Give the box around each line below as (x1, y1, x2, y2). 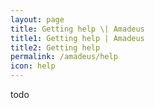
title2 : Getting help (10, 42, 101, 53)
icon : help (10, 61, 56, 71)
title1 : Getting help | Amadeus (10, 33, 145, 43)
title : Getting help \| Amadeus (10, 24, 145, 34)
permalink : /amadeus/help (10, 52, 118, 62)
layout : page (10, 14, 65, 25)
